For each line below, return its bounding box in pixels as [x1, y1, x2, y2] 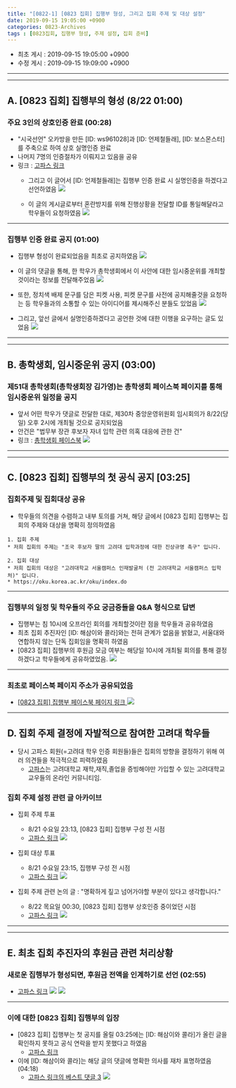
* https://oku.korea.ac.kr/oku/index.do [7, 578, 128, 585]
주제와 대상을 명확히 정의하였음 [30, 520, 116, 529]
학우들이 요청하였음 [27, 208, 81, 217]
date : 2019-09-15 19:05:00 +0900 [7, 17, 105, 24]
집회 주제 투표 [17, 810, 55, 819]
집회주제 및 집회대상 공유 [7, 494, 86, 504]
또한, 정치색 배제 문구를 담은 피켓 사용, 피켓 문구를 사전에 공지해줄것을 [17, 290, 209, 299]
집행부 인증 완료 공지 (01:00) [7, 234, 100, 244]
